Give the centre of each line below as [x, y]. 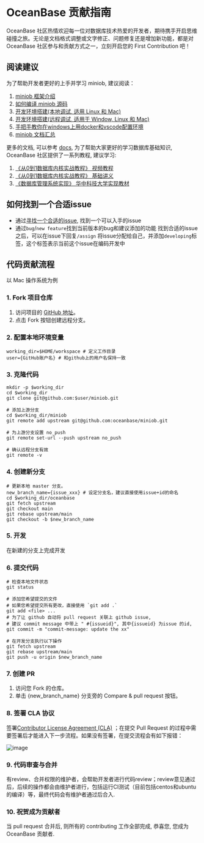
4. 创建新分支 [26, 472]
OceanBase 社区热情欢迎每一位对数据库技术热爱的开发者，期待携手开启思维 [102, 31]
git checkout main [30, 509]
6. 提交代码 [23, 568]
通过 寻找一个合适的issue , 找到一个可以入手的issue [78, 220]
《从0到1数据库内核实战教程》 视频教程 [64, 168]
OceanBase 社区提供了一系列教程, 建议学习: [61, 155]
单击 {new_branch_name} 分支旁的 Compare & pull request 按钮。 [98, 696]
